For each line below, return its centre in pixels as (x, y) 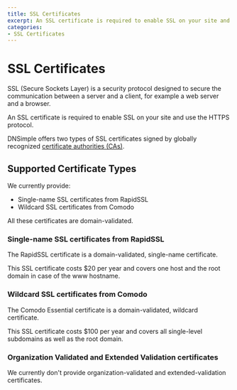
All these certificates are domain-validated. (70, 221)
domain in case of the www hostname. (64, 276)
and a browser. (29, 104)
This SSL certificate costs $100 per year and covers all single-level (105, 331)
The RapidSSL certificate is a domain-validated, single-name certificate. (112, 255)
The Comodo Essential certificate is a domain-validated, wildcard (103, 310)
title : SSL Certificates (44, 14)
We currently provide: (39, 186)
